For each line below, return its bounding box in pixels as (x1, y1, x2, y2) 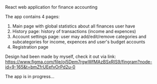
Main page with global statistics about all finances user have (12, 23, 136, 29)
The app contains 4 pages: (5, 14, 60, 19)
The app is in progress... (5, 74, 55, 79)
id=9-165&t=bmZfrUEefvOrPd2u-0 (5, 64, 76, 70)
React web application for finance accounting (5, 4, 98, 10)
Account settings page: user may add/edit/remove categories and (12, 34, 147, 39)
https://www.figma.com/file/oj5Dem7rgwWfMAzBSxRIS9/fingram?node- (5, 59, 153, 64)
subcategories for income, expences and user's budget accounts (12, 39, 146, 45)
